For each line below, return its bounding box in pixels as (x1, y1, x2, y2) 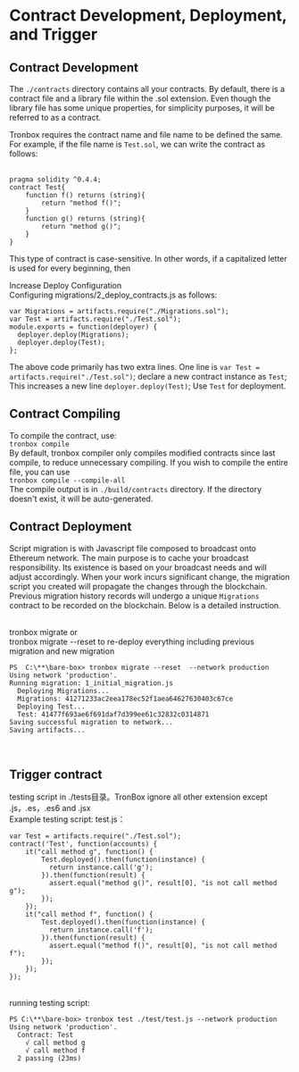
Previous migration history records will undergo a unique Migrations (9, 590, 260, 601)
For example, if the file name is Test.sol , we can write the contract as (9, 139, 266, 149)
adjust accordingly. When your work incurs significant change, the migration (9, 571, 290, 582)
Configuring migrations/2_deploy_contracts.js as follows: (9, 289, 218, 300)
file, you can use (9, 466, 71, 477)
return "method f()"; (41, 198, 122, 207)
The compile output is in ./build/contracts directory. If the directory (9, 483, 262, 494)
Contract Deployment (9, 519, 132, 534)
